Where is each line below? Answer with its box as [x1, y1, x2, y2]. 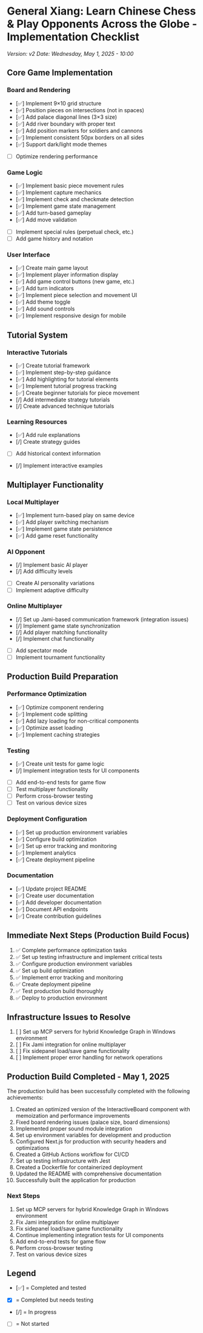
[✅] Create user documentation [15, 892, 95, 899]
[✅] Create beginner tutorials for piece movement [15, 389, 140, 396]
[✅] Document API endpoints [15, 905, 88, 913]
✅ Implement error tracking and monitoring [15, 974, 124, 981]
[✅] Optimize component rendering [15, 703, 104, 710]
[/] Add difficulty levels [15, 568, 73, 575]
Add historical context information [15, 450, 101, 457]
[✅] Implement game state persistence [15, 526, 113, 533]
